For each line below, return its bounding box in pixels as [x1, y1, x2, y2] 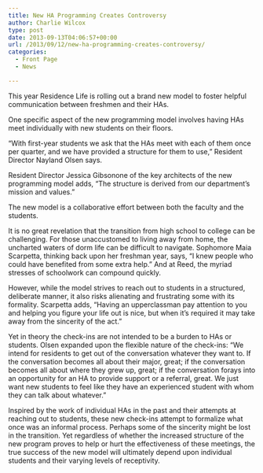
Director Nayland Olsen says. [8, 155, 103, 164]
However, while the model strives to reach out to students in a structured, [8, 283, 246, 292]
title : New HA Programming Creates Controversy [8, 11, 167, 20]
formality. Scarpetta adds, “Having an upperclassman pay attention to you [8, 300, 247, 309]
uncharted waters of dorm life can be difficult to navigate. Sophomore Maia [8, 242, 252, 252]
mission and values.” [8, 187, 75, 197]
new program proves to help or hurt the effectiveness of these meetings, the [8, 438, 255, 449]
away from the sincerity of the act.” [8, 316, 122, 326]
